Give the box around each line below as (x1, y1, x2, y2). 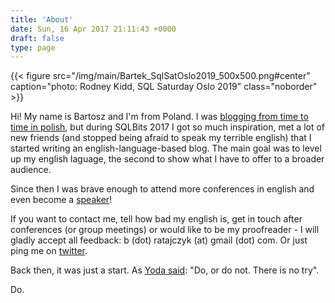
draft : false (10, 33, 65, 43)
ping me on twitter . (10, 245, 88, 257)
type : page (10, 42, 56, 53)
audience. (10, 164, 52, 176)
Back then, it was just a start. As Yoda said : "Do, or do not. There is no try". (10, 264, 320, 276)
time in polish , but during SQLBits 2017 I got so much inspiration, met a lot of (10, 121, 326, 133)
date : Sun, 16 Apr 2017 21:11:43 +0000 (10, 24, 177, 34)
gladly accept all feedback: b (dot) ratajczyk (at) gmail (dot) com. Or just (10, 234, 308, 246)
